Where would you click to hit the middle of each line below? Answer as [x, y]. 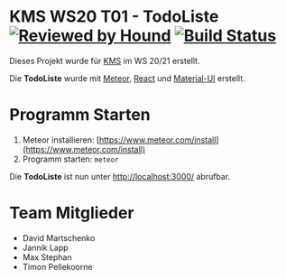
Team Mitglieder [72, 213]
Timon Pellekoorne [57, 266]
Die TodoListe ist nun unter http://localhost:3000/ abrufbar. [120, 176]
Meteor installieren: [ [61, 139]
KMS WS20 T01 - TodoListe [114, 17]
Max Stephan [47, 257]
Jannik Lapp [46, 247]
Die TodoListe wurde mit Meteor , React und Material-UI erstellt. [127, 78]
